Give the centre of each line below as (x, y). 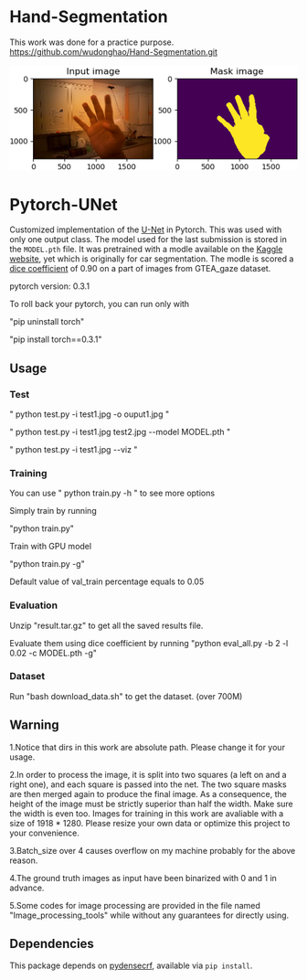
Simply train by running (53, 511)
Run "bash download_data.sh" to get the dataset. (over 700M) (126, 696)
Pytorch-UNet (64, 204)
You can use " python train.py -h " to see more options (112, 493)
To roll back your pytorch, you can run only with (100, 304)
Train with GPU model (51, 547)
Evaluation (33, 605)
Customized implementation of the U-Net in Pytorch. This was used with (146, 229)
